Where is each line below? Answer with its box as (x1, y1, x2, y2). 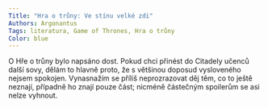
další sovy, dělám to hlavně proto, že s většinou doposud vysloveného (8, 65, 241, 75)
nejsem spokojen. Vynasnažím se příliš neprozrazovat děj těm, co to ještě (8, 73, 253, 83)
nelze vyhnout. (8, 90, 58, 101)
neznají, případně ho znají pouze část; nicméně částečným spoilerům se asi (8, 82, 260, 92)
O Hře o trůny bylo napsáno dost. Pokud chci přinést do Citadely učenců (8, 56, 250, 66)
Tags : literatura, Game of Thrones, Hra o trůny (8, 27, 175, 35)
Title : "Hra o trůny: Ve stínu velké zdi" (8, 11, 153, 20)
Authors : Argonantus (8, 19, 78, 27)
